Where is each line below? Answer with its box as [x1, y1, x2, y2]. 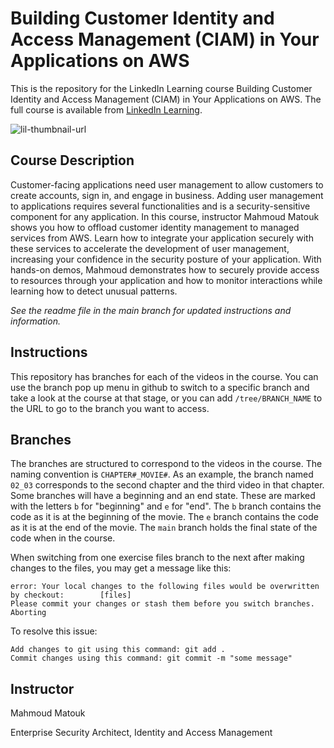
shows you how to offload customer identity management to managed [10, 221, 300, 233]
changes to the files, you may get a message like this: [10, 562, 232, 574]
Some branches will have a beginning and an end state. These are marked [10, 490, 316, 502]
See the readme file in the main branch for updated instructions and [10, 304, 292, 316]
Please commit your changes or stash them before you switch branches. [10, 599, 315, 609]
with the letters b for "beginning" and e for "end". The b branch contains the [10, 500, 322, 512]
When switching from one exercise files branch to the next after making [10, 552, 305, 564]
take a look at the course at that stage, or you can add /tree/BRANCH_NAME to [10, 392, 323, 404]
